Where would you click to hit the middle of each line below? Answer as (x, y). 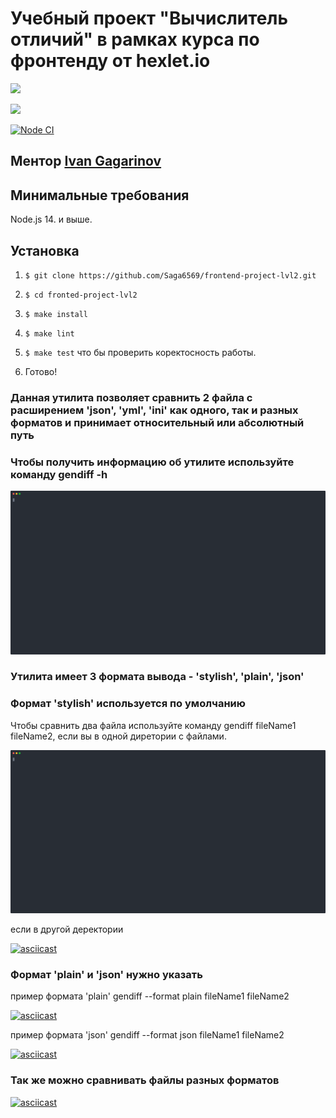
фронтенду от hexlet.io (110, 61)
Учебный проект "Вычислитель (149, 18)
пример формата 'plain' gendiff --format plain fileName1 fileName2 (150, 996)
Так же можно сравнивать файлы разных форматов (145, 1080)
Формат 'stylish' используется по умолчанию (128, 704)
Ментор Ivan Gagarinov (86, 161)
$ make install (56, 314)
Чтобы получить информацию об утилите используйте (152, 462)
